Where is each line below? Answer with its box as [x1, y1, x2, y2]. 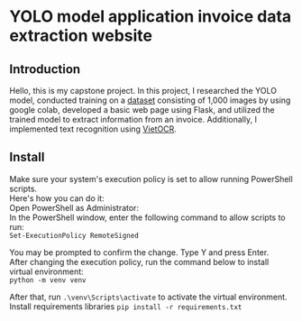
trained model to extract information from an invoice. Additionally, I [9, 115, 257, 124]
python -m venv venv [9, 275, 87, 285]
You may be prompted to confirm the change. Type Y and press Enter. [9, 246, 270, 258]
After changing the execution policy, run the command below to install [9, 256, 270, 267]
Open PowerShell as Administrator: [9, 202, 140, 213]
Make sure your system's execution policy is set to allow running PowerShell [9, 173, 293, 184]
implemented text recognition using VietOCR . [9, 124, 178, 134]
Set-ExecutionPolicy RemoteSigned [9, 231, 140, 240]
